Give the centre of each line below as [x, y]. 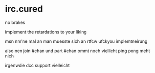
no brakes [15, 22]
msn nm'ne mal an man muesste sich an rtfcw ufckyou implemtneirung [76, 41]
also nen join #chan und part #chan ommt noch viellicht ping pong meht [77, 51]
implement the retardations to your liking [46, 32]
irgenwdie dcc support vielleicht [37, 65]
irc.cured [24, 9]
